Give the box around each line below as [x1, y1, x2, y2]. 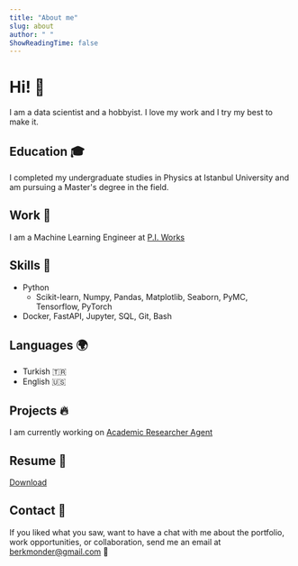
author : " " [9, 30, 54, 39]
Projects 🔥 [9, 403, 69, 418]
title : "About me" [9, 13, 78, 23]
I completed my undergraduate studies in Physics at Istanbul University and [9, 172, 290, 183]
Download [9, 477, 48, 488]
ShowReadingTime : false [9, 38, 99, 48]
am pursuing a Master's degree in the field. [9, 182, 169, 192]
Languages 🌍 [9, 338, 88, 353]
